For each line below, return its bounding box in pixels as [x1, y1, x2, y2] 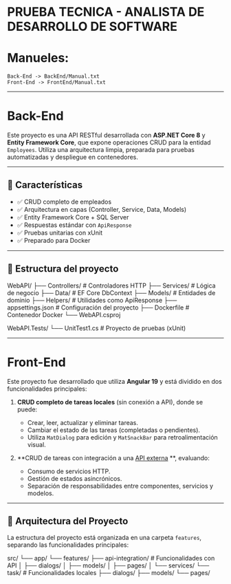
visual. [27, 440, 46, 448]
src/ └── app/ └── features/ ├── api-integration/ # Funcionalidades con [7, 554, 215, 563]
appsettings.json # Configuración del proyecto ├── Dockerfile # [7, 303, 190, 312]
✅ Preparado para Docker [16, 236, 91, 244]
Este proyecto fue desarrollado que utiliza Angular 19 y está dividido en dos [7, 377, 222, 385]
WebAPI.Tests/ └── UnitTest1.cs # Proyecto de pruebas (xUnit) [7, 324, 186, 332]
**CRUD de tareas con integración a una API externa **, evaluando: [16, 453, 210, 462]
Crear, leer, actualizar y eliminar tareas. [27, 418, 139, 426]
